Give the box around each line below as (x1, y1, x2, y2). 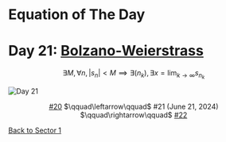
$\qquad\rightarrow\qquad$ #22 (80, 110, 188, 120)
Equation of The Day (8, 6, 146, 24)
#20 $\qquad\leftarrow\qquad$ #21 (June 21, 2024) (49, 102, 219, 112)
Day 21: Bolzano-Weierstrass (8, 42, 205, 60)
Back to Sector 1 (8, 125, 62, 136)
